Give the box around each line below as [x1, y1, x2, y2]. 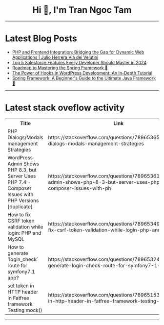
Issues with [7, 191, 34, 198]
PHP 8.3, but [7, 166, 37, 173]
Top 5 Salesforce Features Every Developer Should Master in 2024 [12, 59, 147, 65]
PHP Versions [7, 197, 39, 204]
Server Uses [7, 173, 36, 179]
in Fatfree [7, 294, 29, 301]
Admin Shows [7, 160, 40, 167]
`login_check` [7, 256, 39, 263]
